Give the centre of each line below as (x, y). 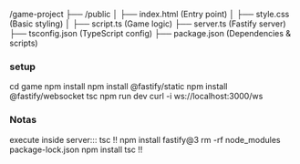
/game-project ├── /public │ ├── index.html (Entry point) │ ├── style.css (150, 14)
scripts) (24, 43)
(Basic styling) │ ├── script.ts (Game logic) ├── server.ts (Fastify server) (148, 24)
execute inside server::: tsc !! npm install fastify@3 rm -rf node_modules (145, 139)
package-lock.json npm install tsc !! (76, 149)
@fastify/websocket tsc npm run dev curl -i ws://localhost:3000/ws (136, 97)
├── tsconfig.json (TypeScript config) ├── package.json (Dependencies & (150, 33)
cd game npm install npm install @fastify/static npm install (119, 87)
